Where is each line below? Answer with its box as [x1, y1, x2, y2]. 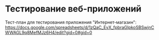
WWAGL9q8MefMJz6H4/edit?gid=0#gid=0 [5, 29, 92, 35]
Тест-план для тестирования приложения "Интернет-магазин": [5, 19, 137, 25]
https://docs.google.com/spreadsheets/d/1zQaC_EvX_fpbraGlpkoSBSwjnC [5, 24, 155, 30]
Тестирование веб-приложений [5, 3, 142, 14]
